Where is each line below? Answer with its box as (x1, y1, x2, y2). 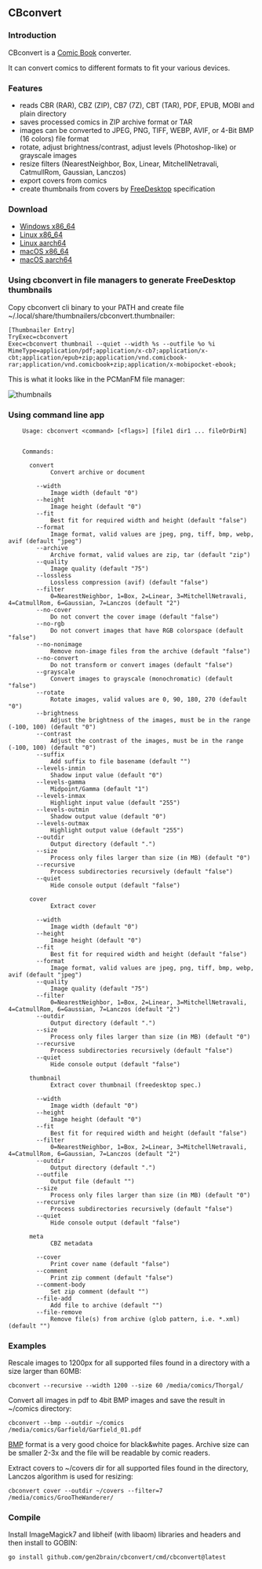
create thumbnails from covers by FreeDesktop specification (19, 184, 216, 194)
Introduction (8, 30, 56, 41)
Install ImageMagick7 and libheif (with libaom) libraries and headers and (8, 1530, 241, 1539)
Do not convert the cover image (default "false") (49, 613, 220, 621)
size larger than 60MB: (8, 1367, 82, 1376)
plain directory (19, 109, 67, 118)
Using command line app (8, 409, 105, 420)
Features (8, 83, 43, 94)
